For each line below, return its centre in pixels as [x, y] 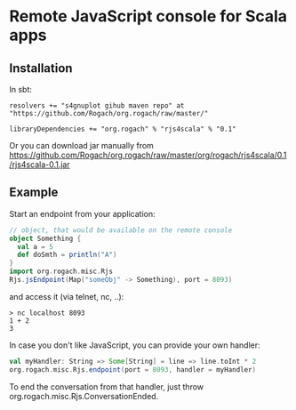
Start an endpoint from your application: [82, 213]
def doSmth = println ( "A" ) [67, 255]
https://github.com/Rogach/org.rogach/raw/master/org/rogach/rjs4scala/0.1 [148, 155]
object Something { [45, 238]
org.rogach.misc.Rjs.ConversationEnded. [84, 396]
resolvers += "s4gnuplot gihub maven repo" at [97, 106]
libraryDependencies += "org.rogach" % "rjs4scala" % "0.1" [123, 129]
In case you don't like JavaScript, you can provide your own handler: [135, 345]
